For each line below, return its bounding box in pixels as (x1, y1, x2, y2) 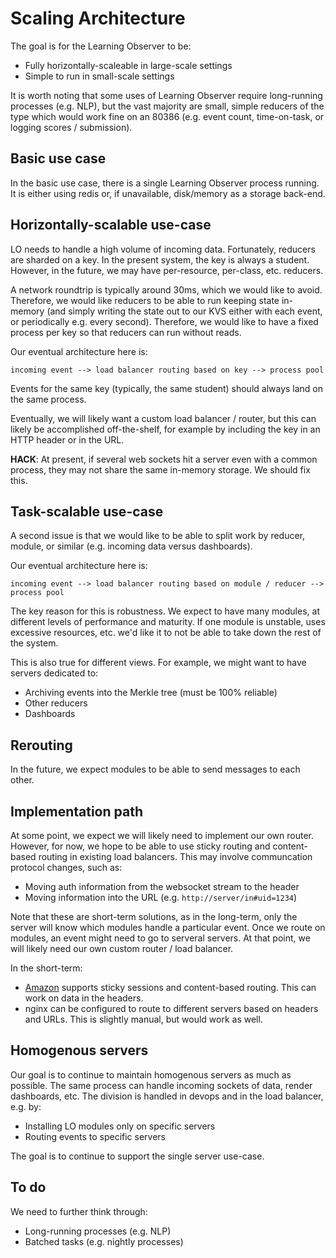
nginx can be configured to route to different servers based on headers (24, 1003, 319, 1014)
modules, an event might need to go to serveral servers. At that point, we (10, 932, 311, 944)
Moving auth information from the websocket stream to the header (24, 881, 300, 892)
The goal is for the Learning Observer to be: (10, 40, 192, 52)
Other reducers (24, 697, 88, 709)
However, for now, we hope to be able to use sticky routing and (10, 840, 271, 852)
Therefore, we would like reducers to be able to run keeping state (10, 294, 280, 306)
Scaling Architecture (10, 7, 186, 30)
